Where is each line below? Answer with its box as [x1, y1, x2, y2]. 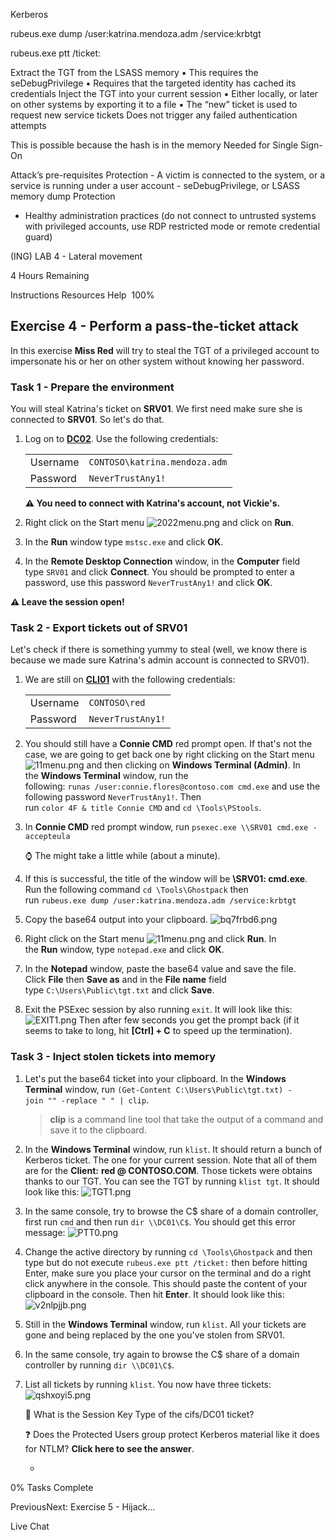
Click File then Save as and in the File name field [24, 974, 227, 986]
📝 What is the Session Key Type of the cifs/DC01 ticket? [24, 1408, 255, 1420]
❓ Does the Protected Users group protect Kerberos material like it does [24, 1428, 320, 1440]
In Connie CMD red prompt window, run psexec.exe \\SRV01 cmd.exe [24, 821, 309, 833]
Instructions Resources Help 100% [10, 289, 155, 301]
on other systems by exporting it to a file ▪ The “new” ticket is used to [10, 99, 298, 110]
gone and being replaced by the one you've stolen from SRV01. [24, 1329, 286, 1341]
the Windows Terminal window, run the [24, 770, 189, 782]
